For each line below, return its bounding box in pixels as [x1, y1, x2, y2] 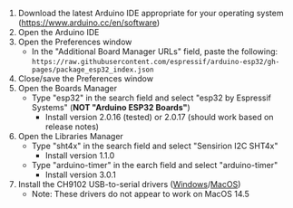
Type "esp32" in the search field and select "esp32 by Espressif [31, 92, 272, 103]
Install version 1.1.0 [44, 150, 115, 161]
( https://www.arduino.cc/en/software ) [17, 17, 161, 28]
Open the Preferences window [17, 36, 132, 47]
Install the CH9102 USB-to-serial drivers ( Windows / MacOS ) [17, 179, 241, 189]
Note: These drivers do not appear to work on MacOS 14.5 [31, 189, 249, 199]
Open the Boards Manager [17, 83, 118, 93]
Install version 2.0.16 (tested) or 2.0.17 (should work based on [44, 112, 274, 122]
